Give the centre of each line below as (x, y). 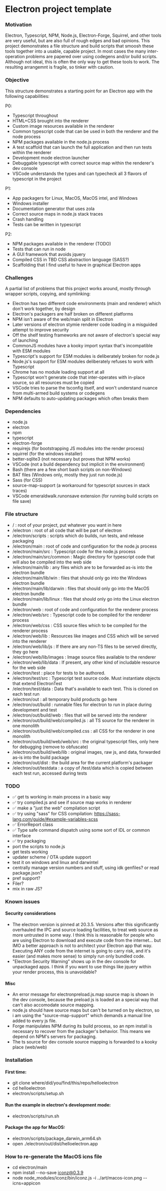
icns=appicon (26, 1183)
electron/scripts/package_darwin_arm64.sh (57, 1138)
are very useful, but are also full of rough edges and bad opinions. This (78, 41)
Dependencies (23, 411)
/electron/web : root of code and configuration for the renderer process (85, 609)
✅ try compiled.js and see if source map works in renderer (72, 802)
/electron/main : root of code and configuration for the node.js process (84, 546)
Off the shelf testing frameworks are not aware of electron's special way (86, 335)
